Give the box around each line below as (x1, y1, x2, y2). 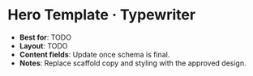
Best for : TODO (19, 32, 72, 42)
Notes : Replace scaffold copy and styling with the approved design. (19, 58, 247, 68)
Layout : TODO (19, 40, 68, 50)
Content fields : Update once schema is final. (19, 49, 170, 59)
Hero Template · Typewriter (7, 6, 196, 24)
